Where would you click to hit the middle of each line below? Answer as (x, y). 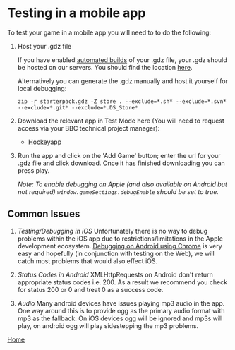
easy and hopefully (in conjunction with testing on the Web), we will (116, 253)
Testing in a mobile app (77, 13)
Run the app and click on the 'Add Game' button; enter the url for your (119, 155)
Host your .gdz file (44, 46)
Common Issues (44, 214)
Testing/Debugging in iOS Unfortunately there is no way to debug (113, 231)
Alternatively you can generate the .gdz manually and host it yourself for (122, 81)
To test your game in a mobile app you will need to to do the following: (109, 32)
